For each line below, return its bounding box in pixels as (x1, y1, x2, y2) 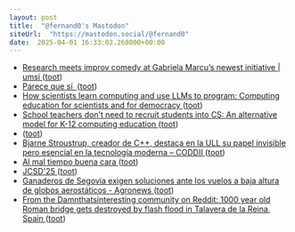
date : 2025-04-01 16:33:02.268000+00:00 (9, 37, 166, 47)
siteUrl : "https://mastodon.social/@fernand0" (9, 29, 190, 38)
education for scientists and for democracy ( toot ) (21, 100, 203, 111)
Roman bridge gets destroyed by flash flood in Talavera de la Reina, (21, 204, 271, 214)
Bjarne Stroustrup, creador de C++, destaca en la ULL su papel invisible (21, 138, 287, 148)
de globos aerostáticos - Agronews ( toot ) (21, 185, 175, 196)
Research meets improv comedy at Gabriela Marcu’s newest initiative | (21, 62, 281, 73)
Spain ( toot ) (21, 213, 66, 224)
